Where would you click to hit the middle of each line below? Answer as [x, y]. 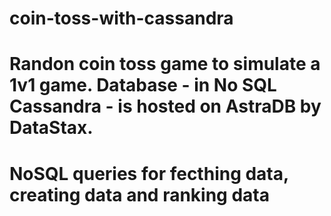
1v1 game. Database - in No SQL [143, 85]
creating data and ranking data [139, 194]
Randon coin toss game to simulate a [165, 64]
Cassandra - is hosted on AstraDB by [165, 106]
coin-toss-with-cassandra [121, 18]
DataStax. [51, 128]
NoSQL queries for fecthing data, [149, 173]
